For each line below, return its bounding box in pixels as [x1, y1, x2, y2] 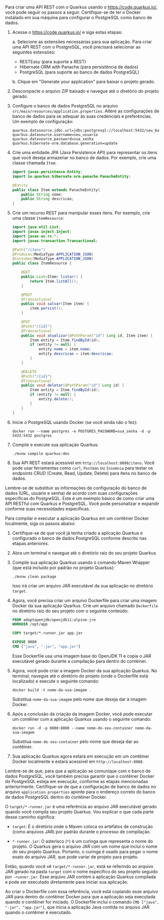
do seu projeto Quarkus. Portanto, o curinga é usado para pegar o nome [12, 848, 158, 854]
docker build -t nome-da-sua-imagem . [12, 687, 92, 692]
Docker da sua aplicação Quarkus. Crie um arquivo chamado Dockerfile [12, 603, 158, 608]
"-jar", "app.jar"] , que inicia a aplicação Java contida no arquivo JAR [5, 904, 150, 910]
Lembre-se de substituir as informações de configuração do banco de [5, 485, 147, 491]
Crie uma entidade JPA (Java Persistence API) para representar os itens [12, 150, 158, 155]
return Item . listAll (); [30, 279, 78, 284]
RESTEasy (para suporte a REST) [19, 59, 87, 64]
